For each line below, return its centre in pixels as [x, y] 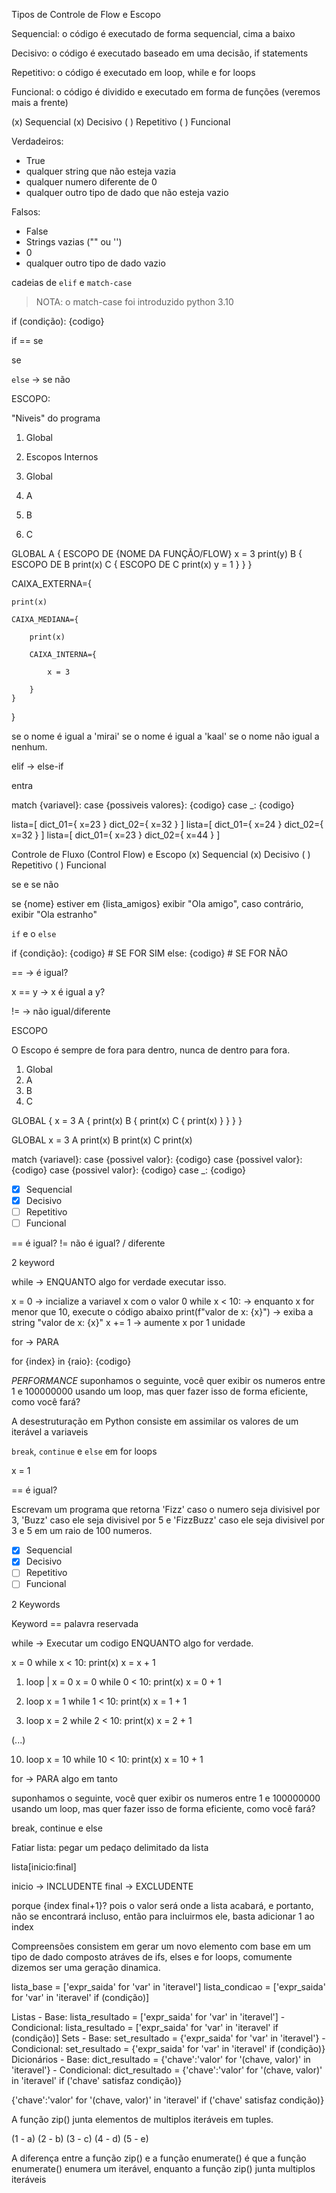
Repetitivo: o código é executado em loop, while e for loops [133, 72]
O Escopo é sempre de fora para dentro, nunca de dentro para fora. [151, 1050]
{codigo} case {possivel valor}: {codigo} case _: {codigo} [128, 1170]
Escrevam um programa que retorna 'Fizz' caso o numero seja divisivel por [166, 1510]
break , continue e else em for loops [84, 1451]
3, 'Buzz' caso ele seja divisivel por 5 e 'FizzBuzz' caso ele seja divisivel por [168, 1520]
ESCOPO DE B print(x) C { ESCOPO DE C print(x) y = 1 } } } [132, 564]
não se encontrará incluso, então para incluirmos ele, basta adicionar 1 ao [163, 1916]
